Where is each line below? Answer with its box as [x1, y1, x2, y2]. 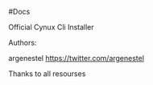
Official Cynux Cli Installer [8, 22, 94, 31]
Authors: [8, 38, 37, 47]
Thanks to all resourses [8, 69, 86, 79]
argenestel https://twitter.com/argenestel [8, 54, 145, 63]
